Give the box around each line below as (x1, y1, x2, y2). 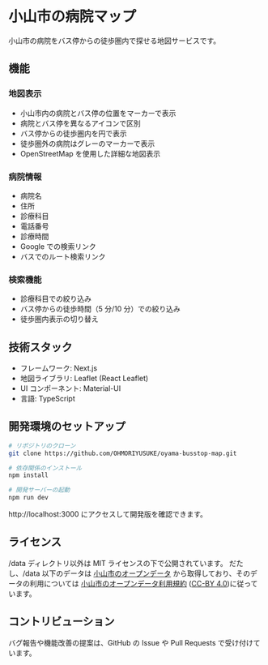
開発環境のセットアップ (8, 419, 125, 434)
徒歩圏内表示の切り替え (19, 314, 99, 324)
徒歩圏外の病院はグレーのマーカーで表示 (19, 139, 155, 148)
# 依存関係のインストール (8, 464, 83, 472)
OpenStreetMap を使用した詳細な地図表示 (19, 148, 161, 158)
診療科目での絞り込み (19, 294, 91, 304)
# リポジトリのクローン (8, 441, 76, 450)
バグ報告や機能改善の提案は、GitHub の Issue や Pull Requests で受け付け (8, 637, 253, 647)
